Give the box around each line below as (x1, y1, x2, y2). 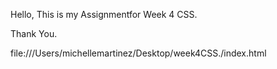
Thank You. (10, 28, 58, 39)
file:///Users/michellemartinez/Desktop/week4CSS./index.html (10, 47, 267, 59)
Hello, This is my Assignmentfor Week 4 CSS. (10, 9, 198, 20)
